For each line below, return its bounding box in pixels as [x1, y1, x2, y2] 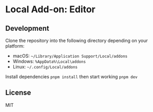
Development [5, 24, 50, 33]
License [5, 88, 31, 97]
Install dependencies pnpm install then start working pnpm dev [5, 74, 138, 80]
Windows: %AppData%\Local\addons [12, 58, 86, 64]
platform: [5, 43, 25, 49]
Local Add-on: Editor [5, 4, 96, 15]
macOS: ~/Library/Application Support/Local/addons [12, 53, 128, 59]
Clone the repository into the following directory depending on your [5, 37, 148, 43]
